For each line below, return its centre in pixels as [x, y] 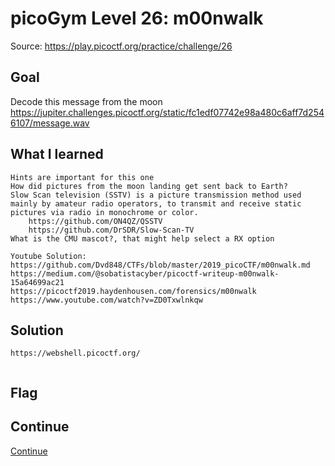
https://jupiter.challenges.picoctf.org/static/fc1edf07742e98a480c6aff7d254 [167, 112]
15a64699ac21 [37, 282]
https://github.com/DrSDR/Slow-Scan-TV [111, 230]
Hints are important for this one [82, 177]
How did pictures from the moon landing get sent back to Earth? [149, 186]
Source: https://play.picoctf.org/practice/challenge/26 [121, 46]
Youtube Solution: [48, 256]
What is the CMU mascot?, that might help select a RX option [142, 238]
